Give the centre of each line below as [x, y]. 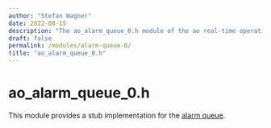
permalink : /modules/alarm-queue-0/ [70, 46]
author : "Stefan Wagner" [50, 16]
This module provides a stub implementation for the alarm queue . [117, 115]
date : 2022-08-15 [38, 23]
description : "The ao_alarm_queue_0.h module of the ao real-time [122, 31]
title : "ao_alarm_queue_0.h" [57, 53]
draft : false [30, 38]
